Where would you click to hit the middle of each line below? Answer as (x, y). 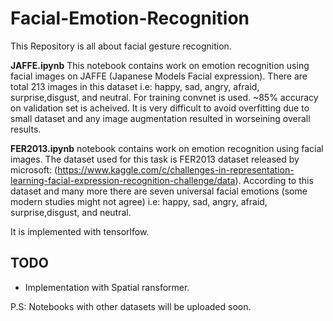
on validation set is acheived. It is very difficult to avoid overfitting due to (160, 108)
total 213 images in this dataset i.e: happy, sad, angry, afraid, (135, 86)
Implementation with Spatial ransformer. (107, 287)
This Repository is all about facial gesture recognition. (121, 46)
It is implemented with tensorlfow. (80, 231)
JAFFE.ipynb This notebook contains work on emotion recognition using (160, 65)
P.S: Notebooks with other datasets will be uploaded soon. (131, 306)
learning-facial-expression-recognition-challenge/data (123, 180)
